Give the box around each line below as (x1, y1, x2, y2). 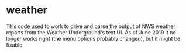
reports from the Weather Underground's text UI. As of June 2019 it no (6, 29, 177, 36)
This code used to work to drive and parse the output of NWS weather (6, 23, 175, 30)
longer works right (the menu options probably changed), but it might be (6, 35, 181, 42)
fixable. (6, 41, 25, 48)
